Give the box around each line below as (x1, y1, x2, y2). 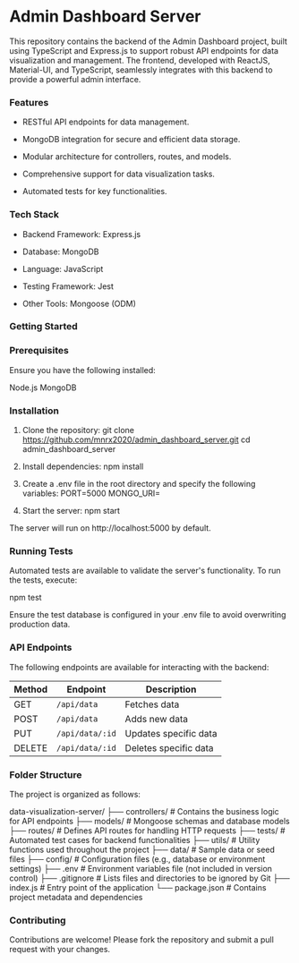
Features (9, 96, 49, 108)
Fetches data (124, 698, 180, 711)
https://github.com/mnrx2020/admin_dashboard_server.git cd (21, 434, 251, 445)
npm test (9, 592, 42, 603)
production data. (9, 619, 71, 630)
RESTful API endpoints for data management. (21, 116, 190, 127)
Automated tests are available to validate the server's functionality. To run (9, 566, 281, 576)
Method (13, 683, 48, 695)
